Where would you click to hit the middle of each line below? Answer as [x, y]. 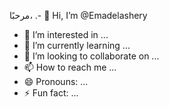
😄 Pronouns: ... [56, 81]
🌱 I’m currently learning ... [77, 45]
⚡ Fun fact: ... [51, 93]
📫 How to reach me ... [70, 67]
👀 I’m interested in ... [66, 34]
